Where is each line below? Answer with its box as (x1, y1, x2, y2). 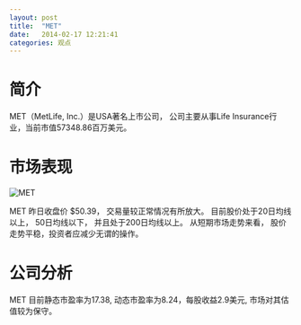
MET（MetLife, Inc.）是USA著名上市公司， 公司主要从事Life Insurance (9, 111, 270, 122)
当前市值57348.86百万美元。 (24, 122, 132, 133)
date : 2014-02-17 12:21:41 (9, 30, 119, 39)
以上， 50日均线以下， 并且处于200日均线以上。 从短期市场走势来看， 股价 (9, 217, 288, 228)
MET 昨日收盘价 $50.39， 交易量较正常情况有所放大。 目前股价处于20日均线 (9, 206, 292, 216)
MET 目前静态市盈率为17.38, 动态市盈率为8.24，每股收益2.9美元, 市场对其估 (9, 294, 289, 305)
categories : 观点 (9, 38, 72, 48)
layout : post (9, 13, 58, 22)
